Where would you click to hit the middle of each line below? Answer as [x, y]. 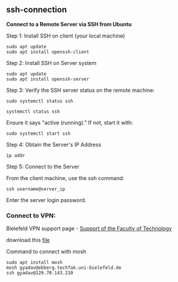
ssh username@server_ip [36, 189]
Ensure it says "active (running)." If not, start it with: [70, 122]
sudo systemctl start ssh [38, 134]
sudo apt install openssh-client [48, 52]
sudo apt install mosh [34, 263]
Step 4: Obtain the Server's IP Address [54, 144]
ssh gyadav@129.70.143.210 [40, 273]
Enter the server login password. [46, 200]
